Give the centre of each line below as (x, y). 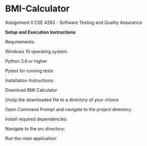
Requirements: (20, 42)
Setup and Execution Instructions (40, 32)
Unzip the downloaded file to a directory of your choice (62, 100)
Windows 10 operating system (36, 51)
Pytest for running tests (29, 71)
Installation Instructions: (30, 80)
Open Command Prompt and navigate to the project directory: (69, 109)
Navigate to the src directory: (35, 129)
